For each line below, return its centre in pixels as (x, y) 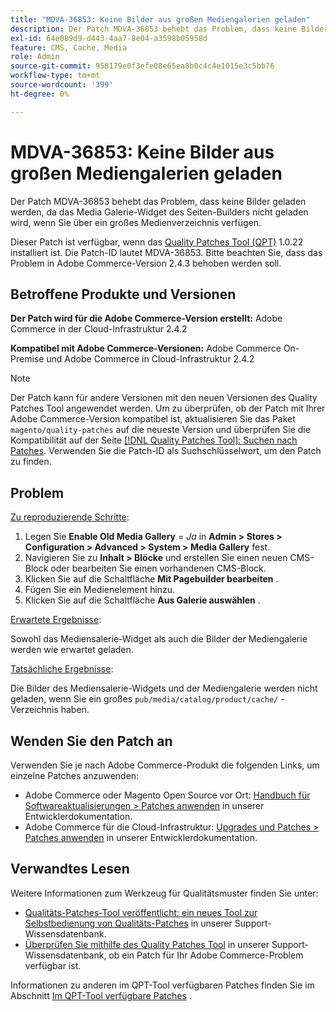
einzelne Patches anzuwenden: (75, 775)
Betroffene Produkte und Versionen (123, 294)
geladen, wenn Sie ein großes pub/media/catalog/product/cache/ (144, 699)
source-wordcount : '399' (62, 85)
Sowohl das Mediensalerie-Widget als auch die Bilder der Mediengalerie (159, 639)
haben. (75, 710)
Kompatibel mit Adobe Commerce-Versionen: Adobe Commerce (146, 348)
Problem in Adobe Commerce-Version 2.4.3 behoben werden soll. (146, 263)
